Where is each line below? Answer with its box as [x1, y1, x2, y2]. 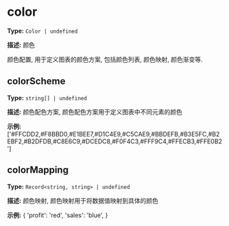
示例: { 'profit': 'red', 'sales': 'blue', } [7, 211, 108, 219]
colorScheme [7, 76, 66, 87]
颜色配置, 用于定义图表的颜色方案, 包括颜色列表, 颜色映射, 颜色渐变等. [7, 55, 203, 63]
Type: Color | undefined [7, 27, 78, 35]
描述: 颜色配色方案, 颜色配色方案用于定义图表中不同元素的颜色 [7, 107, 183, 116]
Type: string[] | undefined [7, 94, 87, 102]
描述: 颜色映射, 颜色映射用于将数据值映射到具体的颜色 [7, 196, 159, 205]
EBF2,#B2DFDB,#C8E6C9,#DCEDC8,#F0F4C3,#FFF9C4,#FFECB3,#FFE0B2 [7, 137, 223, 145]
